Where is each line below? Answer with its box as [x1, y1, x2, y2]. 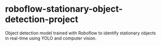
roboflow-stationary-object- [5, 3, 123, 15]
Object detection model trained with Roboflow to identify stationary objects [5, 30, 156, 36]
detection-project [5, 14, 79, 25]
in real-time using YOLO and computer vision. [5, 35, 97, 41]
